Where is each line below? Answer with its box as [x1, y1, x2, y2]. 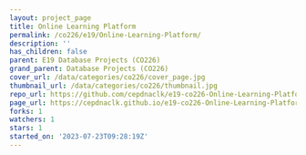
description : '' [9, 38, 71, 48]
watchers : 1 [9, 115, 55, 124]
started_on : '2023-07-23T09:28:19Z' [9, 132, 148, 141]
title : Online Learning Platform [9, 22, 137, 31]
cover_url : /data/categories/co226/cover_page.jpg [9, 73, 206, 82]
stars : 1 [9, 124, 43, 133]
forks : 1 [9, 107, 43, 116]
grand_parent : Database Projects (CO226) [9, 65, 169, 74]
